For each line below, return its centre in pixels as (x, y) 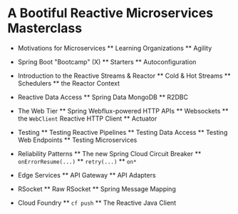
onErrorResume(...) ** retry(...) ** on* (77, 161)
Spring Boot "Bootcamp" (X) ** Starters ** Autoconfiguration (107, 61)
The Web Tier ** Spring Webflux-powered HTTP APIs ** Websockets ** (123, 111)
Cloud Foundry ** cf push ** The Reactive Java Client (97, 203)
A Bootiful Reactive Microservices (110, 13)
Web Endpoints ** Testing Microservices (77, 140)
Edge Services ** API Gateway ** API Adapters (87, 175)
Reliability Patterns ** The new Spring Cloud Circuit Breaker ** (109, 153)
